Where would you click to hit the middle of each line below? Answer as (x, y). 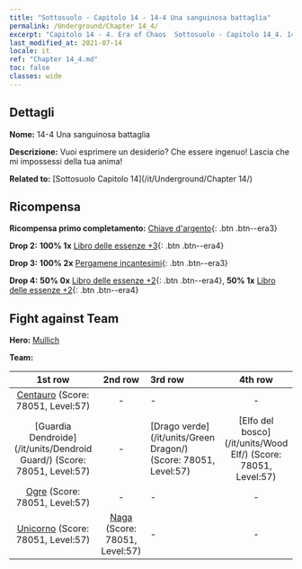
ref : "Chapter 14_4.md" (54, 59)
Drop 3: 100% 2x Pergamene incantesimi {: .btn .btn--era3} (119, 263)
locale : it (30, 51)
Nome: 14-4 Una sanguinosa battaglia (80, 134)
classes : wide (36, 76)
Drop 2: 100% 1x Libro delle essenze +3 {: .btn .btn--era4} (117, 246)
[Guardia (53, 426)
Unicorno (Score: (53, 529)
